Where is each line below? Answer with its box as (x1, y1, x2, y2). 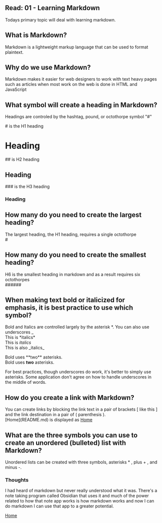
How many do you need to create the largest (5, 211, 142, 219)
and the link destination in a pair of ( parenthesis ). (5, 412, 106, 418)
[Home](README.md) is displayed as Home (5, 417, 92, 423)
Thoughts (5, 476, 29, 483)
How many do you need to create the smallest (5, 251, 146, 259)
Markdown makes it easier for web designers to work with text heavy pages (5, 76, 157, 82)
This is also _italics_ (5, 345, 45, 351)
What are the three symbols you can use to (5, 431, 138, 439)
